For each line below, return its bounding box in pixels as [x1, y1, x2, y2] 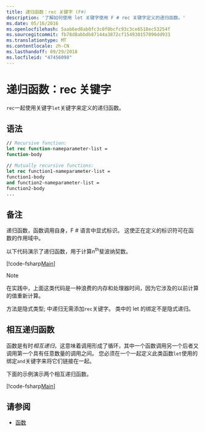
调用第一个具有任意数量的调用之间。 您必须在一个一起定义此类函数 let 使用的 [6, 350, 198, 357]
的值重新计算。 [6, 291, 44, 299]
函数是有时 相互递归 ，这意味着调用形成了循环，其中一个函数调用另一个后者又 [6, 342, 199, 349]
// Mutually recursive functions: [6, 163, 95, 169]
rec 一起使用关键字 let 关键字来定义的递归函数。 [6, 104, 124, 111]
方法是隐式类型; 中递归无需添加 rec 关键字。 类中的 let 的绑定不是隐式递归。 [6, 305, 194, 312]
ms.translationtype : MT [6, 37, 67, 43]
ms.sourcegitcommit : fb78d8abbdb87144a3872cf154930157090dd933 [6, 32, 171, 38]
